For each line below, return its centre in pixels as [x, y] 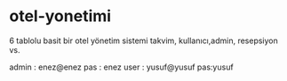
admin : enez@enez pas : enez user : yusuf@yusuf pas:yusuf [121, 67]
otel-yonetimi [60, 16]
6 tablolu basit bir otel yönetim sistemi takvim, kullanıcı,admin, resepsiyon [143, 40]
